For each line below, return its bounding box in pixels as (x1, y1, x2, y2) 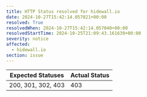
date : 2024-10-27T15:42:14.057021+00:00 (6, 14, 107, 20)
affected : (6, 42, 31, 48)
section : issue (6, 52, 44, 58)
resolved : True (6, 19, 44, 25)
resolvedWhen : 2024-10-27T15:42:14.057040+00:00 (6, 25, 128, 31)
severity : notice (6, 36, 49, 42)
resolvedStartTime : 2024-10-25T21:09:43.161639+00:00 (6, 31, 142, 36)
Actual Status (70, 71, 110, 79)
